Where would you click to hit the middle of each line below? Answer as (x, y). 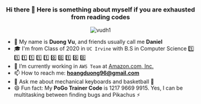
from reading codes (100, 17)
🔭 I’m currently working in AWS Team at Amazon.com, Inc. (84, 66)
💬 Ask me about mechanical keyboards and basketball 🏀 (84, 82)
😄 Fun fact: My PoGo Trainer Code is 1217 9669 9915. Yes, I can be (98, 88)
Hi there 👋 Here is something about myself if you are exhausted (100, 10)
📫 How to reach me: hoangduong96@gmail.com (77, 73)
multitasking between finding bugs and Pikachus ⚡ (77, 95)
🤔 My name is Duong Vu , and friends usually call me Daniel (88, 42)
